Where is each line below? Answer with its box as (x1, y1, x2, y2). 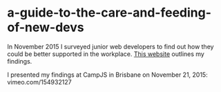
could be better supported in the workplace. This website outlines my (7, 50, 205, 58)
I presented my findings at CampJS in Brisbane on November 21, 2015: (7, 71, 209, 79)
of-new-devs (7, 19, 84, 35)
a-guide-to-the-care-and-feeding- (7, 5, 212, 21)
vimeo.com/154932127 (7, 77, 72, 86)
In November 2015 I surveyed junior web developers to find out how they (7, 42, 214, 50)
